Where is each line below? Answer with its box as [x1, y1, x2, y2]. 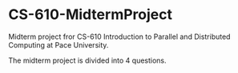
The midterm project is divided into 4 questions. [8, 56, 167, 65]
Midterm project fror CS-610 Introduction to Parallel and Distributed [8, 32, 231, 41]
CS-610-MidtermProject [8, 6, 172, 24]
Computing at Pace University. [8, 40, 109, 49]
